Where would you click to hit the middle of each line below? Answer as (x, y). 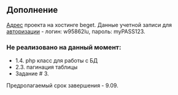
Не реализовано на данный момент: (64, 47)
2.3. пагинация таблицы (46, 67)
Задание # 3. (32, 74)
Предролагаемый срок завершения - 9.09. (62, 86)
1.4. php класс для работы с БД (56, 61)
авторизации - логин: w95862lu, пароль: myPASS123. (76, 31)
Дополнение (32, 10)
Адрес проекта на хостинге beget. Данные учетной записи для (89, 25)
